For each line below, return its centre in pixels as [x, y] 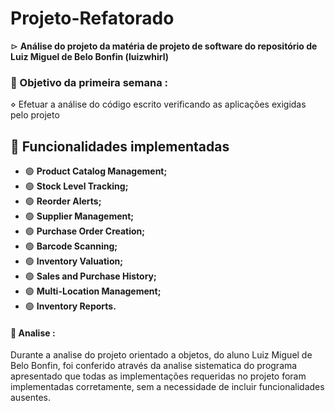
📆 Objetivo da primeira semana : [89, 82]
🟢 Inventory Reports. [70, 306]
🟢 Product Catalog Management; [96, 171]
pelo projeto [35, 115]
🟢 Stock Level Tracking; [76, 186]
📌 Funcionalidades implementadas [120, 146]
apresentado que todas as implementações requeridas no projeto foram [158, 376]
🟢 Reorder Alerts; [63, 201]
